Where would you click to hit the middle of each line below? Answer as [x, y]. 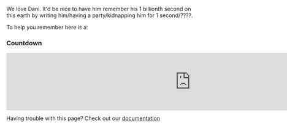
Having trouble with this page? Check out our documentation [83, 118]
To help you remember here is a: [47, 27]
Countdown [24, 43]
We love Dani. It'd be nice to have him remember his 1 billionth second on [99, 9]
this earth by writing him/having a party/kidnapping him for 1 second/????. [100, 15]
